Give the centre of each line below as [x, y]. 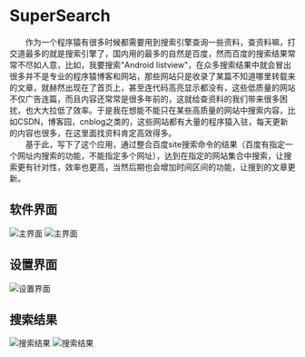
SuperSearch [60, 16]
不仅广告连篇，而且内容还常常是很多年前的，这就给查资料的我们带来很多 [144, 99]
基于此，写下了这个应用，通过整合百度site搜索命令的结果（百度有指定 [155, 144]
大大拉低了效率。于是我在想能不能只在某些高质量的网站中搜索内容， [160, 110]
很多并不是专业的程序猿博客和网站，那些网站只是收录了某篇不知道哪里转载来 [152, 76]
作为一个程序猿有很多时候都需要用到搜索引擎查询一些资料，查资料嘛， [156, 42]
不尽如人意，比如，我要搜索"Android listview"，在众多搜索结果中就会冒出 [154, 64]
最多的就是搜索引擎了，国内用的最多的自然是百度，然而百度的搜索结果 [156, 53]
